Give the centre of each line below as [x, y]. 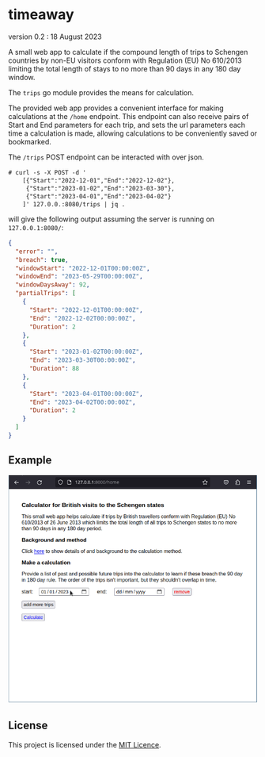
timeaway [41, 15]
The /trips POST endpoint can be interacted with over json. [106, 157]
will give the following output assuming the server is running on [112, 219]
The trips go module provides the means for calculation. [101, 92]
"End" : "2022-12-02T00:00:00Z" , [82, 318]
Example [30, 461]
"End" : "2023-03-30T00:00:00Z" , [82, 360]
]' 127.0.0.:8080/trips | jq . [74, 204]
